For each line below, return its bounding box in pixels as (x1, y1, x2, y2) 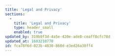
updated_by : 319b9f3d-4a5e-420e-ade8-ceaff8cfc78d (5, 35, 111, 39)
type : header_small (14, 25, 54, 30)
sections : (5, 12, 25, 17)
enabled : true (14, 30, 43, 35)
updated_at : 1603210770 (5, 39, 54, 44)
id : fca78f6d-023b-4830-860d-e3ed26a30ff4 (5, 43, 93, 48)
